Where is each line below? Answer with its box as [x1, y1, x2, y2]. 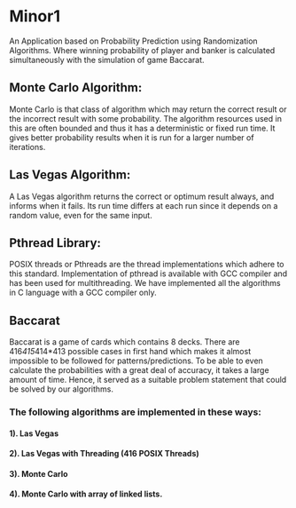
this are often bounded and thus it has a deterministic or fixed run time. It [9, 123, 276, 133]
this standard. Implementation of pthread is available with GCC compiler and [9, 268, 288, 279]
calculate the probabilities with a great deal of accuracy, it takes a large [9, 365, 269, 376]
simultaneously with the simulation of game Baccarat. [9, 54, 206, 65]
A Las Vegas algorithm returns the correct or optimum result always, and [9, 191, 275, 202]
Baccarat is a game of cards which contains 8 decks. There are [9, 337, 240, 347]
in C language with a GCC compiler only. [9, 287, 157, 298]
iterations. [9, 141, 46, 152]
